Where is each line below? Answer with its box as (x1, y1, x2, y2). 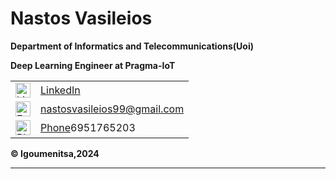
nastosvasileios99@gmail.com (40, 102, 185, 116)
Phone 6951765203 (40, 120, 136, 134)
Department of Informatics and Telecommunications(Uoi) (10, 40, 254, 52)
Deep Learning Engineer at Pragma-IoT (10, 59, 176, 71)
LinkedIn (40, 83, 81, 97)
